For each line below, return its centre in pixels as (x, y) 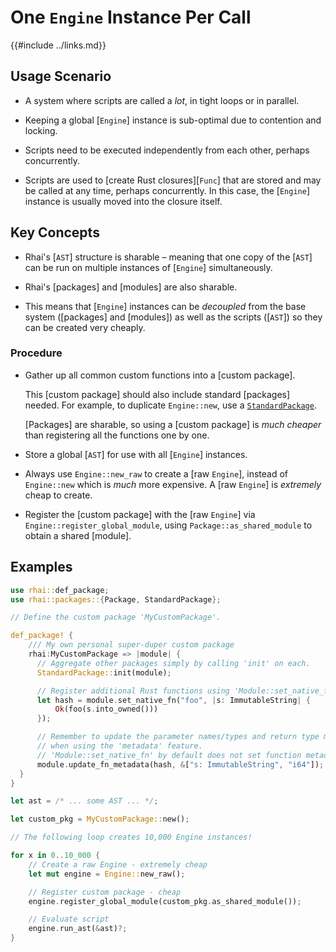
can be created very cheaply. (85, 327)
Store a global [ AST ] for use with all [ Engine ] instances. (136, 454)
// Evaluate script (69, 919)
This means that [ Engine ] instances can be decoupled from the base (165, 306)
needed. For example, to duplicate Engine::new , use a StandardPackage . (170, 405)
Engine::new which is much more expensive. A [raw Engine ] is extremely (173, 484)
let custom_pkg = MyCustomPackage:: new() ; (100, 819)
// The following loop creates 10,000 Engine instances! (131, 837)
